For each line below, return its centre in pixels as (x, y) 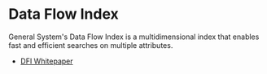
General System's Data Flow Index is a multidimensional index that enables (134, 37)
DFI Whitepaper (46, 61)
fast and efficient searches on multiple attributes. (91, 45)
